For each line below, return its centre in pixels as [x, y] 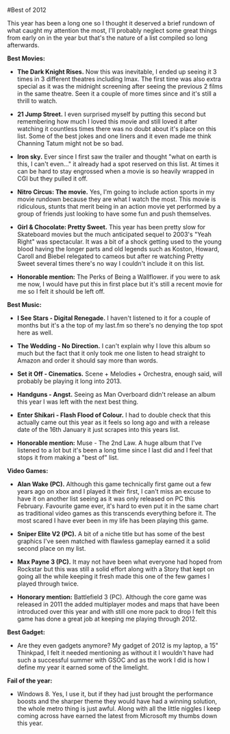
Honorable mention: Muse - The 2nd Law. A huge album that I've [109, 443]
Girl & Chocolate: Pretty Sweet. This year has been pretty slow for [111, 227]
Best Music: [25, 305]
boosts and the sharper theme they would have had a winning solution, [117, 701]
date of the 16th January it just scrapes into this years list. [98, 429]
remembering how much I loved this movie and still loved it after [107, 122]
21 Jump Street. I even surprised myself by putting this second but [112, 114]
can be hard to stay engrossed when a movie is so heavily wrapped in [115, 171]
